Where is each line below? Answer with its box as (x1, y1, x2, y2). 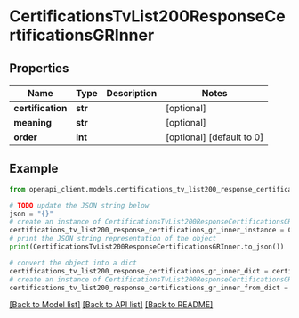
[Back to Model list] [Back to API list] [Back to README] (9, 299, 214, 310)
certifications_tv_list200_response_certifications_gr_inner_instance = (9, 225, 285, 235)
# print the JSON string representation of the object (9, 234, 217, 243)
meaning (13, 117, 52, 128)
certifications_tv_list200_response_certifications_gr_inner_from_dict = (9, 283, 289, 292)
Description (106, 87, 158, 99)
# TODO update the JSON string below (9, 200, 149, 210)
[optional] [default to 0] (166, 131, 264, 143)
